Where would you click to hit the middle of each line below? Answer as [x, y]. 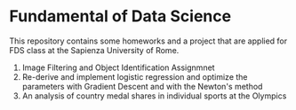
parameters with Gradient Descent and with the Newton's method [142, 86]
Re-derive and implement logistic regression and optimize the [135, 76]
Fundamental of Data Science [120, 16]
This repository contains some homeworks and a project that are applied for [148, 41]
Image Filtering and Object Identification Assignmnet [118, 67]
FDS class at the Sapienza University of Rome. [94, 50]
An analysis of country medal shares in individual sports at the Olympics [154, 96]
